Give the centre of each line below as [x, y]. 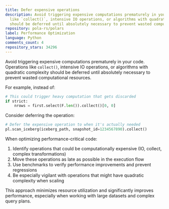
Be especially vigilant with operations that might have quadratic [78, 175]
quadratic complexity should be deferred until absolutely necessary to [78, 72]
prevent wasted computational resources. [48, 77]
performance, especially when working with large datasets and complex [80, 196]
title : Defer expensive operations [43, 10]
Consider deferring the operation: [40, 116]
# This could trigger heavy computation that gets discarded [71, 96]
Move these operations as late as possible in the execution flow [78, 159]
